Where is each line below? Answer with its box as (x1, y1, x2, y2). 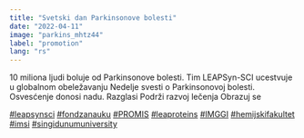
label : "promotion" (9, 38, 84, 48)
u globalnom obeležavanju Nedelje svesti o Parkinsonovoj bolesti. (9, 82, 255, 93)
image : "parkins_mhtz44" (9, 30, 104, 39)
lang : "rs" (9, 47, 51, 56)
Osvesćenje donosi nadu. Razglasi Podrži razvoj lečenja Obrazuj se (9, 92, 262, 103)
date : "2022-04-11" (9, 22, 84, 31)
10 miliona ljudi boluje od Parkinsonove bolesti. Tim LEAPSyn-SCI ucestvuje (9, 72, 293, 83)
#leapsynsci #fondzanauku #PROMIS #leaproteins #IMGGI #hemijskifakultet (9, 109, 296, 120)
